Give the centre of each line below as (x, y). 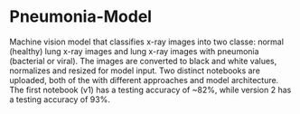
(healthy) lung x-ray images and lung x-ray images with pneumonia (134, 51)
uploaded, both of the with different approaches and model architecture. (144, 80)
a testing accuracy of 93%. (60, 99)
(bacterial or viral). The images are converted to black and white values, (143, 61)
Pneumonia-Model (80, 17)
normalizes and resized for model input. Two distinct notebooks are (135, 71)
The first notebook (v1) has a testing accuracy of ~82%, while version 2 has (150, 90)
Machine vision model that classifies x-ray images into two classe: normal (147, 42)
